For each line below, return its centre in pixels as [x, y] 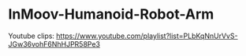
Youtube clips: [32, 36]
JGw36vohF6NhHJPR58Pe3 [54, 44]
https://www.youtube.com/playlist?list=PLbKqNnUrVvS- [147, 36]
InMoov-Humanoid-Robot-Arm [111, 14]
